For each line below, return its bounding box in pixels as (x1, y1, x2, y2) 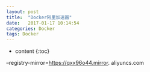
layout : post (6, 8, 39, 15)
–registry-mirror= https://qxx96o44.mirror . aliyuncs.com (6, 59, 145, 67)
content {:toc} (14, 47, 50, 55)
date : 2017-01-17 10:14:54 (6, 20, 80, 26)
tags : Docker (6, 31, 39, 37)
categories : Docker (6, 25, 55, 32)
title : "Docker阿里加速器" (6, 14, 72, 20)
